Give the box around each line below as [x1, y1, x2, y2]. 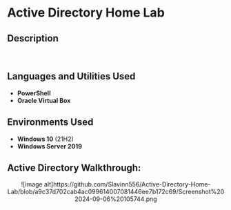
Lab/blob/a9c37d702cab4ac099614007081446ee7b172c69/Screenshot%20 [7, 188, 225, 196]
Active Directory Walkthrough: [7, 162, 141, 174]
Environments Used [7, 116, 94, 128]
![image [21, 180, 43, 189]
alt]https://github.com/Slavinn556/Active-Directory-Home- [43, 180, 211, 189]
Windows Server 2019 [17, 142, 83, 150]
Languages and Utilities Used [7, 70, 136, 82]
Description [7, 32, 59, 44]
